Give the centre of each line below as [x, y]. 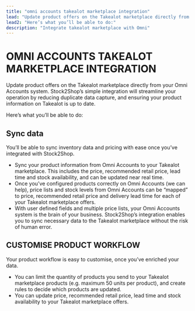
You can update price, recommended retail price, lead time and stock [98, 295]
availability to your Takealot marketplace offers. [72, 302]
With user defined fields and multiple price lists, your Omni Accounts [97, 208]
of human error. [33, 227]
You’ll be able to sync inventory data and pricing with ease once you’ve [92, 147]
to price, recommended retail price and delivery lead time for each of [97, 196]
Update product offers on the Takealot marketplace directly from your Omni [97, 85]
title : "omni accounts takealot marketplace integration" [78, 11]
